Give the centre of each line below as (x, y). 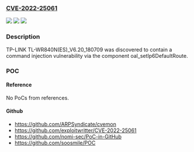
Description (23, 37)
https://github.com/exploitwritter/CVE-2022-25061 (75, 130)
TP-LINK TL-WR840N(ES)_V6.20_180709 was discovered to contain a (89, 49)
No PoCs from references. (37, 98)
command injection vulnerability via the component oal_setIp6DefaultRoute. (97, 56)
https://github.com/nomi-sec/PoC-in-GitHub (68, 136)
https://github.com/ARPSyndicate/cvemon (65, 124)
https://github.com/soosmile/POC (55, 143)
